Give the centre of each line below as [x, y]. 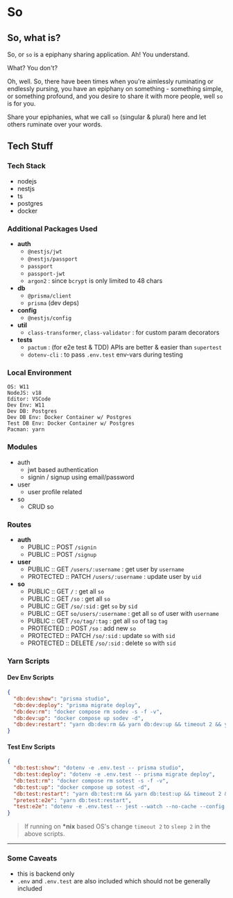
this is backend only [46, 874]
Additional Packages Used [53, 229]
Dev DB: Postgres [32, 411]
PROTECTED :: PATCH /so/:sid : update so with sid [101, 635]
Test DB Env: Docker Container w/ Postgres [71, 424]
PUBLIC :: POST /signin [62, 547]
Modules [23, 447]
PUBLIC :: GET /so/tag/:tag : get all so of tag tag [97, 621]
